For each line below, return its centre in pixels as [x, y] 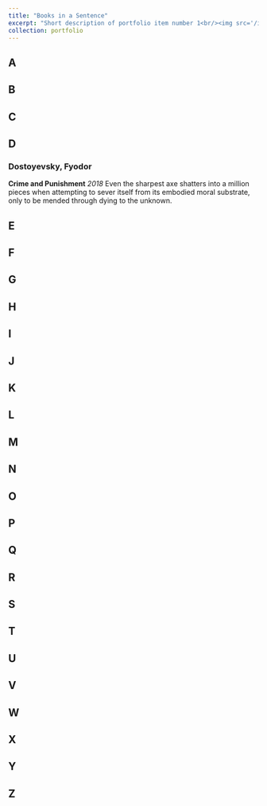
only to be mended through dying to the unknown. [90, 201]
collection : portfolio [46, 30]
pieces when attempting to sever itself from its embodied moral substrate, [129, 193]
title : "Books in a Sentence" [58, 16]
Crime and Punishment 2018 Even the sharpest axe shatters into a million [129, 184]
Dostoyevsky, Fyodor [50, 166]
